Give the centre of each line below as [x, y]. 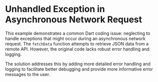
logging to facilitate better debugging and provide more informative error [79, 69]
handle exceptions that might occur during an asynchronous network [75, 39]
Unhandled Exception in [55, 9]
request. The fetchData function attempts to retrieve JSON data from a [77, 43]
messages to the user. [28, 74]
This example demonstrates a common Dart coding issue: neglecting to [78, 33]
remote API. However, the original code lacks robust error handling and [77, 49]
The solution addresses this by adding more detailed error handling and [78, 64]
